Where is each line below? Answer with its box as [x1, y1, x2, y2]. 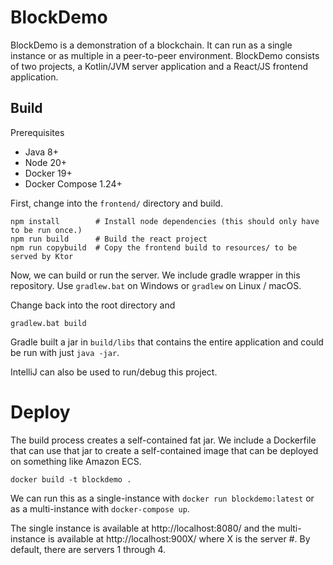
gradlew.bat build [10, 318, 87, 328]
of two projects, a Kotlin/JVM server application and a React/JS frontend [10, 60, 309, 72]
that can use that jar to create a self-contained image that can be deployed [10, 444, 319, 456]
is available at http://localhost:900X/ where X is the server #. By [47, 532, 311, 545]
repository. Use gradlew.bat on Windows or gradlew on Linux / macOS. [10, 279, 302, 291]
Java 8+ [24, 146, 59, 158]
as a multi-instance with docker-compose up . [10, 502, 190, 515]
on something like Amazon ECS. [10, 455, 142, 467]
